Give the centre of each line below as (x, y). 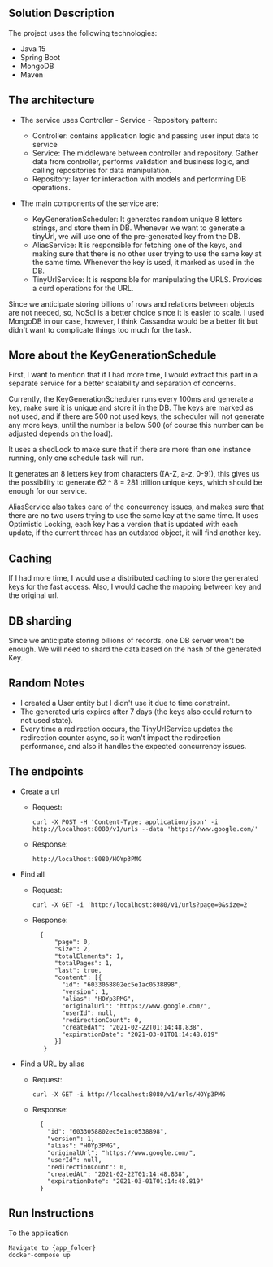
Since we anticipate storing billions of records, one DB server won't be (126, 641)
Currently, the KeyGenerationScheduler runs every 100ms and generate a (131, 399)
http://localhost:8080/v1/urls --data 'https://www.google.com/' (145, 829)
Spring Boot (40, 57)
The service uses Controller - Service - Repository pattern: (119, 120)
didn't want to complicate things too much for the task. (100, 329)
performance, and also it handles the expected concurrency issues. (133, 746)
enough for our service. (48, 491)
